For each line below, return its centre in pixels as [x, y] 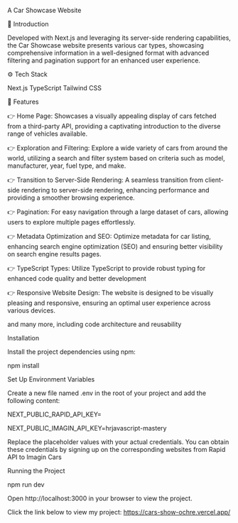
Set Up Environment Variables [51, 379]
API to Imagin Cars [34, 457]
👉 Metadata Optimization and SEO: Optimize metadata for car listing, [109, 236]
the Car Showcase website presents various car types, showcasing [106, 45]
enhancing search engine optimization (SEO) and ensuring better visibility [115, 247]
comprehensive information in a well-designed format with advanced [108, 53]
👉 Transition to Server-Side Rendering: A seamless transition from [106, 180]
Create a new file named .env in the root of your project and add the [107, 393]
